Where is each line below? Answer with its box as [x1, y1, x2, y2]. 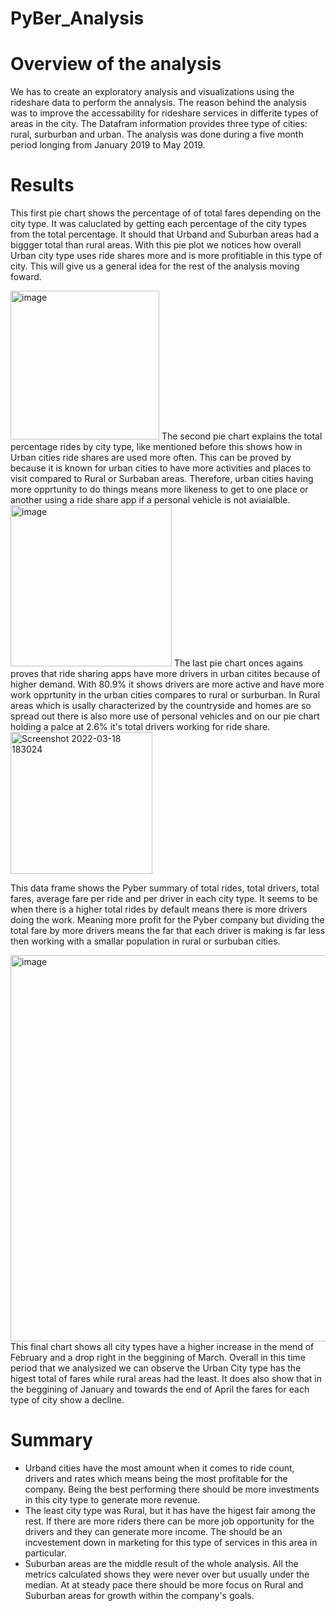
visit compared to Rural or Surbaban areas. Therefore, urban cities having [10, 473, 314, 485]
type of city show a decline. [10, 1394, 125, 1406]
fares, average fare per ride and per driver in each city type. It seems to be [10, 893, 318, 905]
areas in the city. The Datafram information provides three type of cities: [10, 118, 308, 130]
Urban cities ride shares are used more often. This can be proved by [10, 452, 292, 464]
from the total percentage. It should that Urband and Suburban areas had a [10, 228, 320, 241]
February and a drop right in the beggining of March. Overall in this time [10, 1352, 306, 1364]
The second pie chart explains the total [161, 430, 323, 442]
